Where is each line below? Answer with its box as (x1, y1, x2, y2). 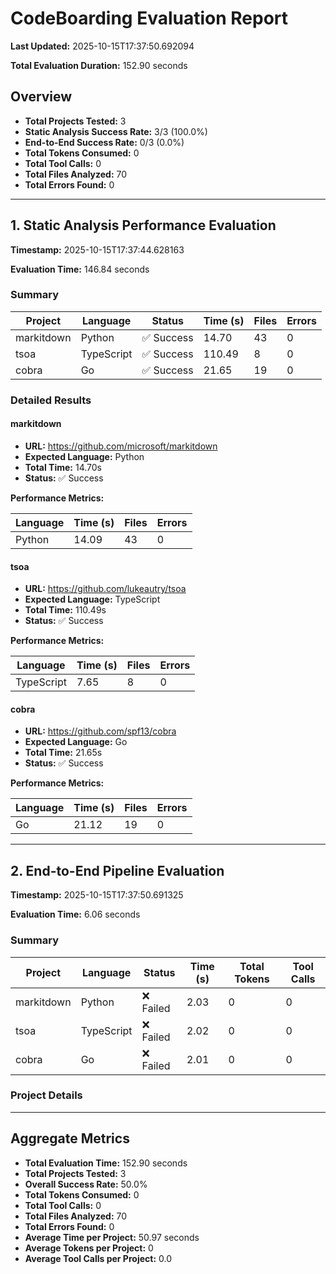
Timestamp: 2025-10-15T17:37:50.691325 (10, 889, 184, 901)
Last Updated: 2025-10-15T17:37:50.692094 (10, 40, 195, 52)
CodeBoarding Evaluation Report (10, 7, 289, 30)
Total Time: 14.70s (24, 461, 102, 473)
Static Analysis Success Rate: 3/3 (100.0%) (24, 125, 208, 137)
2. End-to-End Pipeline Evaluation (10, 862, 225, 879)
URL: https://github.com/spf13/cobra (24, 725, 177, 737)
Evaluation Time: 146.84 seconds (10, 263, 150, 275)
